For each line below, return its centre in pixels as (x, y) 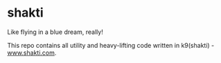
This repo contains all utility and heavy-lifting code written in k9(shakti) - (111, 45)
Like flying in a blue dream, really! (55, 32)
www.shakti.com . (32, 53)
